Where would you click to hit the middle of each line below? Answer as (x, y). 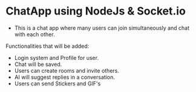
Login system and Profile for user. (57, 57)
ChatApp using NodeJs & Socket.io (96, 11)
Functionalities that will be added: (47, 46)
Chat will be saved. (38, 64)
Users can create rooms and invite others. (67, 70)
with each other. (34, 34)
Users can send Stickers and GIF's (57, 84)
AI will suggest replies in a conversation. (65, 77)
